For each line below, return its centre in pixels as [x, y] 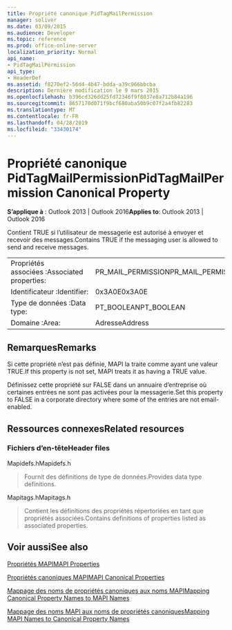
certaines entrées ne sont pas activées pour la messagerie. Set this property [115, 392]
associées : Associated [47, 272]
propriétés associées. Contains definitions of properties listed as [115, 518]
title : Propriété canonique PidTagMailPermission [80, 13]
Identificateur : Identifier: [49, 292]
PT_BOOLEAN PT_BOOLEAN [140, 307]
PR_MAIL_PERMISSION [133, 272]
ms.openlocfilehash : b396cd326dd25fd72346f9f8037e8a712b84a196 [100, 97]
